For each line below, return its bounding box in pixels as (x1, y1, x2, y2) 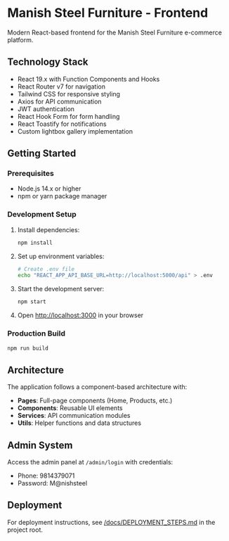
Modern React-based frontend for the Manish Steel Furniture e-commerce (7, 28, 223, 37)
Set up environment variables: (17, 252, 105, 260)
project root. (7, 526, 44, 534)
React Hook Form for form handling (17, 112, 120, 120)
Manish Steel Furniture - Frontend (7, 5, 209, 21)
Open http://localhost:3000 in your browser (17, 311, 144, 319)
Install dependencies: (17, 225, 80, 234)
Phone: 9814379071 (17, 471, 75, 480)
